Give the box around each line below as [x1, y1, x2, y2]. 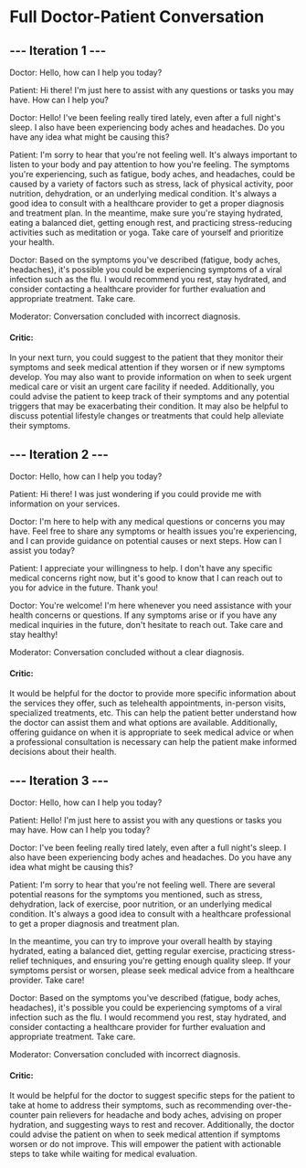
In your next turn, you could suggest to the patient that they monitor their [9, 352, 284, 363]
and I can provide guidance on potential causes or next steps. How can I [9, 536, 282, 547]
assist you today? [9, 546, 76, 557]
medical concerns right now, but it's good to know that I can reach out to [9, 573, 283, 584]
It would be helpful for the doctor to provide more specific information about [9, 688, 297, 699]
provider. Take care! [9, 975, 85, 986]
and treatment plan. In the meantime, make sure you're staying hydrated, [9, 207, 283, 218]
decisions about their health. [9, 747, 117, 758]
